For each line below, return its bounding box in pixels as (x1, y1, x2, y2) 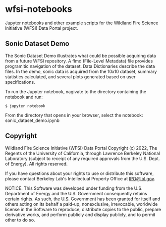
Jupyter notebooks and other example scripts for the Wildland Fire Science (5, 20, 159, 26)
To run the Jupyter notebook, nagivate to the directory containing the (5, 88, 147, 95)
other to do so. (5, 217, 36, 223)
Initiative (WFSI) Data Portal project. (5, 25, 78, 31)
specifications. (5, 79, 36, 85)
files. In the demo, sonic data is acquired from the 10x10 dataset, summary (5, 68, 157, 74)
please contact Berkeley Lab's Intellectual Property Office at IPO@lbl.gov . (5, 175, 155, 181)
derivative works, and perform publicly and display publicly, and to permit (5, 212, 156, 218)
